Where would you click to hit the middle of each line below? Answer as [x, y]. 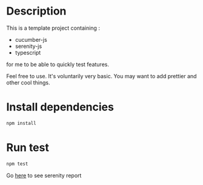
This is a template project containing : [53, 28]
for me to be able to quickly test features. [58, 64]
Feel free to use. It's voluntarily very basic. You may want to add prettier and [101, 76]
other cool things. [28, 82]
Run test [28, 147]
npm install [21, 123]
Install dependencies [60, 107]
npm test [17, 164]
